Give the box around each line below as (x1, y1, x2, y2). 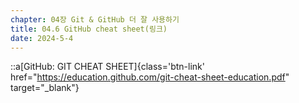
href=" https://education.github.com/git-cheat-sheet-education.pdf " (10, 71, 290, 83)
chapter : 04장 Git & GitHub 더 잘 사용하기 (10, 14, 180, 25)
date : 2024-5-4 (10, 33, 74, 43)
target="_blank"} (10, 82, 80, 94)
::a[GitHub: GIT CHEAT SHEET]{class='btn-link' (10, 61, 205, 73)
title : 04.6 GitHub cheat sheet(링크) (10, 24, 168, 34)
